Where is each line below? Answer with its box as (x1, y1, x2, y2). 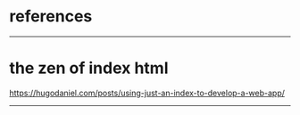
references (9, 6, 93, 27)
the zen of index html (9, 58, 169, 78)
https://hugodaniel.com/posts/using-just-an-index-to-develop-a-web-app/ (9, 87, 286, 98)
